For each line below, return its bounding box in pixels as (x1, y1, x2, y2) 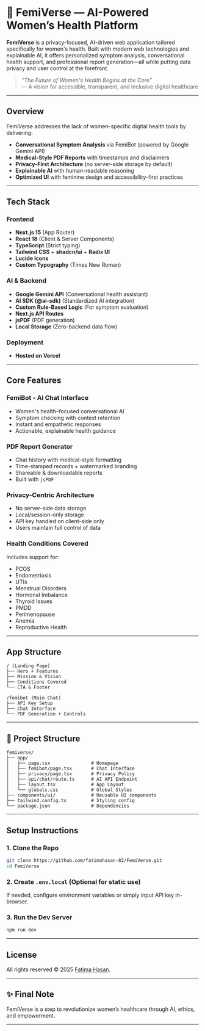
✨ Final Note (6, 989, 55, 1000)
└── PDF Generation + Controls (6, 711, 86, 717)
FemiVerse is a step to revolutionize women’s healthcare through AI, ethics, (6, 1005, 195, 1013)
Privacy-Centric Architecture (6, 491, 95, 499)
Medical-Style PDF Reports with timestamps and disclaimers (15, 154, 170, 161)
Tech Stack (6, 197, 50, 207)
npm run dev (6, 927, 37, 933)
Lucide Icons (15, 255, 49, 262)
